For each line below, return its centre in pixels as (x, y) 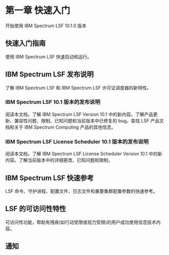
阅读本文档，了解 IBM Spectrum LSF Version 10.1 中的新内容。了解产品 (79, 114)
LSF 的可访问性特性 (36, 209)
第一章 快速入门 (38, 10)
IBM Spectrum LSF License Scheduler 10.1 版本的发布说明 (77, 141)
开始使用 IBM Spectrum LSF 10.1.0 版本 (46, 26)
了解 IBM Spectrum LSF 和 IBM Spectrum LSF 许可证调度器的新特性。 (78, 88)
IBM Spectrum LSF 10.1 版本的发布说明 (53, 102)
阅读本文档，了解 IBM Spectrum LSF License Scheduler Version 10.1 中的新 (84, 154)
